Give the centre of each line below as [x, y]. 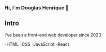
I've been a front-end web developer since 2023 [53, 35]
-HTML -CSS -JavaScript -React [37, 44]
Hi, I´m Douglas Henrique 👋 [37, 8]
